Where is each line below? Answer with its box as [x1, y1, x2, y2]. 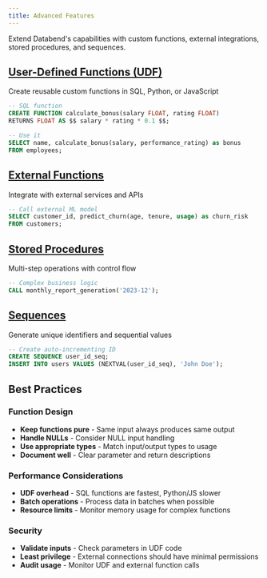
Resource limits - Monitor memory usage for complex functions [19, 505, 231, 515]
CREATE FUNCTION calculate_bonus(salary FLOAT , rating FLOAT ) [8, 110, 220, 118]
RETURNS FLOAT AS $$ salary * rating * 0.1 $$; [8, 117, 170, 125]
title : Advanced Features [8, 11, 94, 20]
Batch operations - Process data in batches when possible [19, 497, 215, 507]
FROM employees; [8, 146, 62, 155]
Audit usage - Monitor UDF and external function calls [19, 560, 200, 570]
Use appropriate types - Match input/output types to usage [19, 441, 217, 451]
